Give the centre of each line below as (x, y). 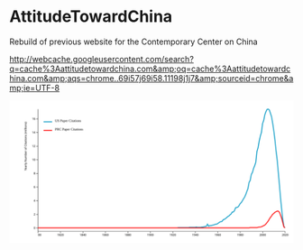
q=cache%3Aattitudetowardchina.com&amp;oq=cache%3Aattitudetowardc (150, 69)
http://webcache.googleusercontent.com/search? (101, 59)
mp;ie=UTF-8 (35, 88)
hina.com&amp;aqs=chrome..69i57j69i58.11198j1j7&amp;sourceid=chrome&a (151, 78)
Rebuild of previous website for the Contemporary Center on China (134, 42)
